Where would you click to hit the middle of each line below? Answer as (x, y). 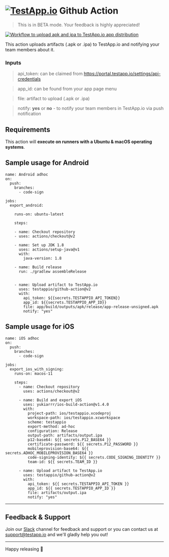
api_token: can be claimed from (50, 74)
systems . (15, 147)
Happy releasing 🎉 (24, 549)
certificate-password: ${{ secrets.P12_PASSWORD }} (83, 444)
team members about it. (30, 49)
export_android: (27, 205)
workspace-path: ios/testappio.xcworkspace (74, 418)
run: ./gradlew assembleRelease (52, 271)
